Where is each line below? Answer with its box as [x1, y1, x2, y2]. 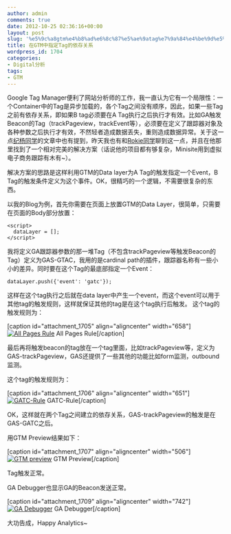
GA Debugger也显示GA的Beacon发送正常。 [7, 484, 131, 492]
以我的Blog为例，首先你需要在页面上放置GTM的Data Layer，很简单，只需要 [7, 200, 221, 208]
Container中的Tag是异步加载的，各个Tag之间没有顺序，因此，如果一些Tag [12, 102, 223, 111]
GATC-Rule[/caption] [47, 397, 107, 405]
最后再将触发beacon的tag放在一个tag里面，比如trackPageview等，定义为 [7, 344, 215, 352]
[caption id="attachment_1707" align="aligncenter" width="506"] [7, 447, 191, 456]
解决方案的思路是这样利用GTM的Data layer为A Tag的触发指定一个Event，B [7, 168, 219, 177]
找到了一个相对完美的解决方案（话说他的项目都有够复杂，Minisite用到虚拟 [12, 145, 222, 153]
